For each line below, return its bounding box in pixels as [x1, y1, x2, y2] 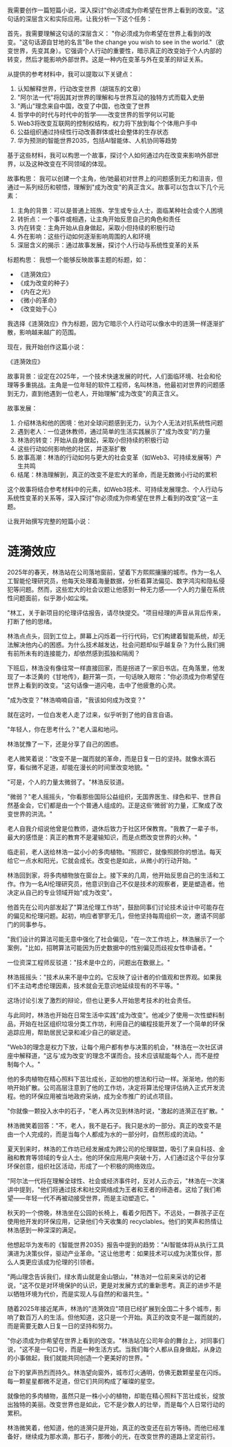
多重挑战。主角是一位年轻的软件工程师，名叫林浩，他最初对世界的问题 [19, 381, 219, 389]
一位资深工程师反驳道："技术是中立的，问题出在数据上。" [7, 958, 171, 966]
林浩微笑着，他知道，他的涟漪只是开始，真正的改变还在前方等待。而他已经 [7, 1424, 219, 1432]
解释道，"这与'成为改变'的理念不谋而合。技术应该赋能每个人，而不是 [19, 1051, 213, 1060]
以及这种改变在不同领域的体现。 [19, 160, 110, 168]
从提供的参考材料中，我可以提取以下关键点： [7, 70, 135, 78]
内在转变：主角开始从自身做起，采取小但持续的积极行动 [17, 224, 175, 231]
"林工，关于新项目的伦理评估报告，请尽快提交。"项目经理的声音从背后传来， [7, 608, 225, 617]
